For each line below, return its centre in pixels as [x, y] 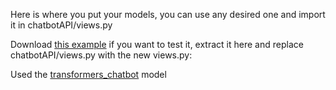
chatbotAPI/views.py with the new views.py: [101, 55]
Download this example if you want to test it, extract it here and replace [157, 44]
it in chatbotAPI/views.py [61, 25]
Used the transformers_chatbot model [88, 74]
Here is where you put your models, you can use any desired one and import [168, 14]
